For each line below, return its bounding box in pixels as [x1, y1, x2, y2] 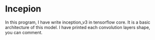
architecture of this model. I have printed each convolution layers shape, [5, 24, 150, 30]
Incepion [5, 3, 41, 14]
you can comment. [5, 29, 43, 35]
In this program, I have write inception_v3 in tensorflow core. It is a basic [5, 19, 151, 25]
